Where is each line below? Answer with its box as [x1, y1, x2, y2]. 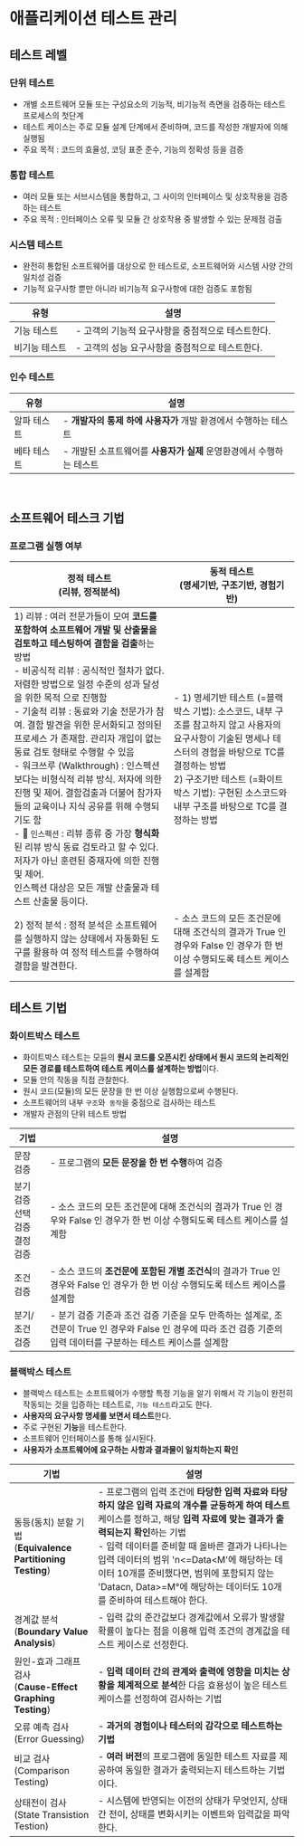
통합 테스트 [9, 168, 55, 181]
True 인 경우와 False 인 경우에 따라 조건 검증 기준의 [77, 1323, 283, 1336]
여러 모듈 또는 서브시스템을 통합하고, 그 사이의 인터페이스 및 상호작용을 [22, 191, 271, 202]
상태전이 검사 [14, 1797, 67, 1810]
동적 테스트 [209, 566, 255, 578]
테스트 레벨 [9, 47, 68, 62]
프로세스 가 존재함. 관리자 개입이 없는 [14, 732, 163, 745]
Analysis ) [14, 1637, 56, 1650]
